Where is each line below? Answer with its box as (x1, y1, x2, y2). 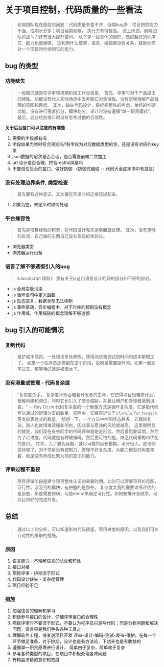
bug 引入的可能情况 (5, 326, 64, 334)
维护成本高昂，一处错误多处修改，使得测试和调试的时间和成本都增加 (17, 354, 155, 360)
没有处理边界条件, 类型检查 (5, 179, 69, 186)
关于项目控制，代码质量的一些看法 (5, 4, 143, 16)
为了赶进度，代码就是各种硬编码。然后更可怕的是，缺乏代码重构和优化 (17, 434, 159, 440)
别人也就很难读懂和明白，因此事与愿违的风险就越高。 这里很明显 (25, 422, 156, 428)
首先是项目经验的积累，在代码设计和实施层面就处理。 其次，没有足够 (17, 227, 156, 233)
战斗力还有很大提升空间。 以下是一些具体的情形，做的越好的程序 (25, 34, 156, 40)
